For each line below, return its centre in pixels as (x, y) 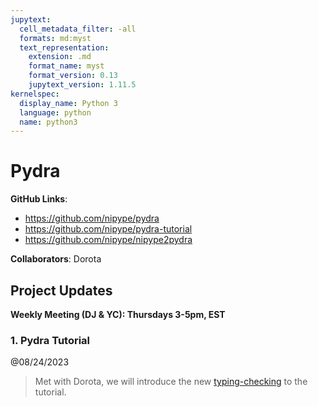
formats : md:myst (55, 38)
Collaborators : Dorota (56, 259)
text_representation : (64, 47)
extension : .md (60, 57)
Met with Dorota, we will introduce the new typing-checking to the (171, 382)
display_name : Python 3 (68, 103)
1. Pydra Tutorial (50, 340)
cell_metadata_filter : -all (78, 29)
